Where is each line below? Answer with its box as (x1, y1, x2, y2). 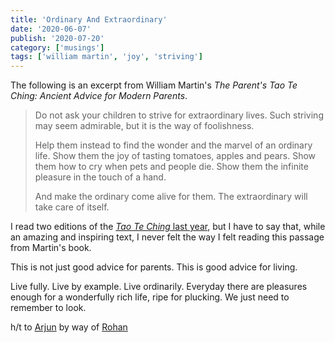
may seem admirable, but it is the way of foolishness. (34, 120, 255, 132)
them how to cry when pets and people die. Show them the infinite (34, 161, 309, 173)
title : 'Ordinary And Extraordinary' (10, 14, 168, 25)
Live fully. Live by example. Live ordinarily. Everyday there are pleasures (10, 281, 308, 293)
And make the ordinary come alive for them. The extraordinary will (34, 191, 308, 203)
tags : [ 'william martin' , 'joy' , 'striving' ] (10, 52, 203, 62)
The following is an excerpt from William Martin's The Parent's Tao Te (10, 79, 298, 91)
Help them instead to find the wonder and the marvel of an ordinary (34, 139, 313, 151)
